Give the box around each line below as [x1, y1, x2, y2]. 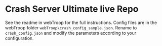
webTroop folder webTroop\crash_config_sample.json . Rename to [5, 24, 137, 30]
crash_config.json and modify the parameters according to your [5, 30, 137, 36]
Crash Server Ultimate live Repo [5, 3, 139, 15]
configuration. [5, 35, 34, 41]
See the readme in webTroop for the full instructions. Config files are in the [5, 20, 157, 25]
